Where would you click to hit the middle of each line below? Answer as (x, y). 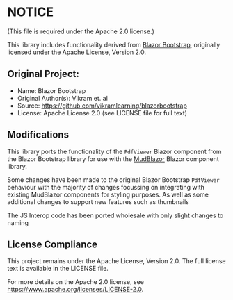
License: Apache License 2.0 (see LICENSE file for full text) (102, 112)
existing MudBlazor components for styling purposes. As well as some (108, 194)
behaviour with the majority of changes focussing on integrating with (106, 187)
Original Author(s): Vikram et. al (62, 98)
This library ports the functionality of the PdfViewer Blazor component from (114, 151)
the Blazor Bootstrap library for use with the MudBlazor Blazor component (113, 159)
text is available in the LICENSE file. (58, 269)
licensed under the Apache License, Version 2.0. (77, 52)
